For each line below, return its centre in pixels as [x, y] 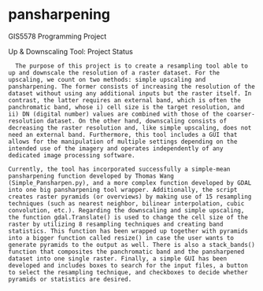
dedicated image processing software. [72, 155]
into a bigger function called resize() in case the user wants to [121, 238]
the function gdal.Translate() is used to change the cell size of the [128, 217]
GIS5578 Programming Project [57, 36]
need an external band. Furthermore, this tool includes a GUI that [123, 134]
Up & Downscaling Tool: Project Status [71, 51]
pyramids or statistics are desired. [70, 279]
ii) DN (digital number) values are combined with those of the [116, 114]
